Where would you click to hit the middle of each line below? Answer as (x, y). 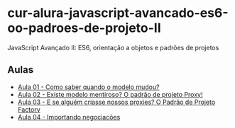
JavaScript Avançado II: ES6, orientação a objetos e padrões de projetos (113, 47)
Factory (29, 109)
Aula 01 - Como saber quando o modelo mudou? (88, 87)
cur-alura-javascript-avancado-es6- (118, 13)
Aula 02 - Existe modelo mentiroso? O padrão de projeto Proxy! (110, 94)
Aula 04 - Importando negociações (69, 117)
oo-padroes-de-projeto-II (84, 28)
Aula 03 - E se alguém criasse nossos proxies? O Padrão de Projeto (116, 102)
